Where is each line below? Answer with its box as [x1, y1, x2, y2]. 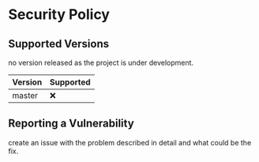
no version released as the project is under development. [8, 58, 194, 67]
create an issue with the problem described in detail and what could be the [8, 138, 252, 147]
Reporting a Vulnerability [8, 117, 134, 130]
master [12, 90, 38, 100]
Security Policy [8, 6, 111, 24]
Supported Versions [8, 37, 109, 51]
